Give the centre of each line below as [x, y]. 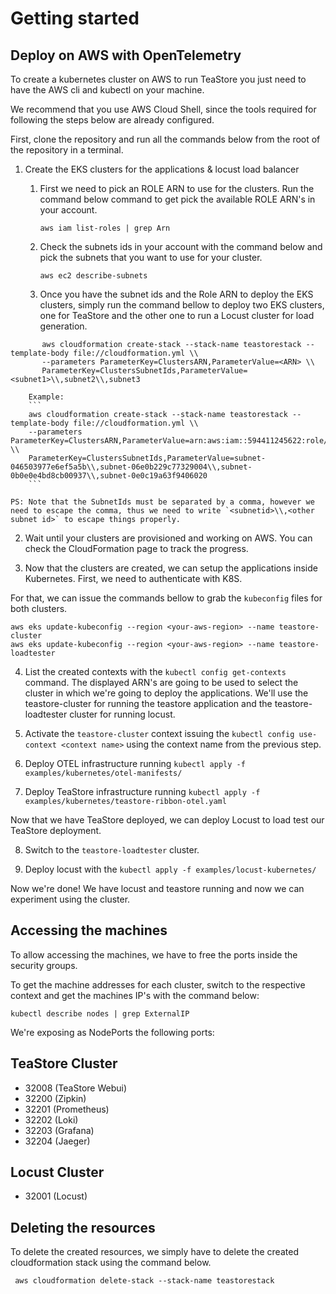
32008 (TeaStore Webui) [76, 1088]
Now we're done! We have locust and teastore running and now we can [157, 888]
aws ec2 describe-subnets [93, 276]
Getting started [75, 18]
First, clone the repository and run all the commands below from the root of [165, 139]
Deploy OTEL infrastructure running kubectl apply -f [135, 763]
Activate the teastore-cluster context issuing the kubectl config [159, 733]
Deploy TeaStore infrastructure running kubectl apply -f [142, 791]
